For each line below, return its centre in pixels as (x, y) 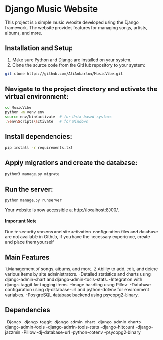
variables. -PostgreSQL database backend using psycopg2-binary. (72, 295)
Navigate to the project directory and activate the (81, 89)
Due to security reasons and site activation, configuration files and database (81, 232)
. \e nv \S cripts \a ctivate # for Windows (47, 122)
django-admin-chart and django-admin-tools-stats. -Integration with (74, 279)
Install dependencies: (38, 136)
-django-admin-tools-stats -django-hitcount (90, 327)
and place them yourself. (30, 242)
